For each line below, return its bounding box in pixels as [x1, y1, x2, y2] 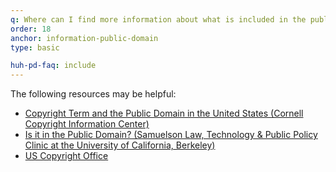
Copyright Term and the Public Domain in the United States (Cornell [24, 107, 304, 120]
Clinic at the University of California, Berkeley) [24, 139, 216, 151]
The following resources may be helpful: [10, 88, 177, 100]
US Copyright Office [24, 150, 109, 162]
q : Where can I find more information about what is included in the [10, 14, 307, 25]
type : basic [10, 42, 60, 53]
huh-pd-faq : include [10, 61, 97, 71]
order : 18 [10, 24, 52, 34]
